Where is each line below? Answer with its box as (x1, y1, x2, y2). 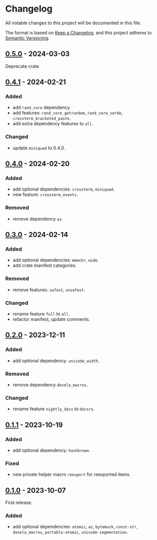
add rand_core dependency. (12, 104, 71, 110)
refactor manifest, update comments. (12, 316, 90, 322)
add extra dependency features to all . (12, 121, 94, 127)
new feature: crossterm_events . (12, 191, 78, 198)
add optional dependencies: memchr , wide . (12, 257, 99, 263)
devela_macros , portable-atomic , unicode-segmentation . (12, 529, 128, 535)
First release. (5, 499, 33, 506)
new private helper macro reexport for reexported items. (12, 472, 131, 478)
